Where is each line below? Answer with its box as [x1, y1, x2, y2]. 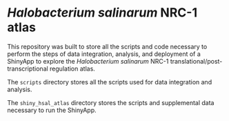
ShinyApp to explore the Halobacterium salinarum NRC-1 [7, 57, 169, 65]
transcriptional [7, 64, 48, 73]
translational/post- [170, 57, 223, 65]
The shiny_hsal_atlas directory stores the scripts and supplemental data [7, 98, 215, 106]
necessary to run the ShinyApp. [7, 106, 97, 114]
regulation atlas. [49, 64, 95, 73]
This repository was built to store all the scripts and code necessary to [7, 42, 208, 50]
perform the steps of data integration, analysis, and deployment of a [7, 50, 201, 58]
